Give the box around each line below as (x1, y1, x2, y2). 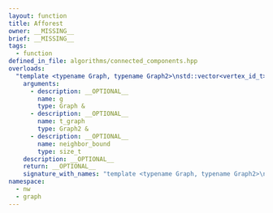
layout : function (8, 11, 67, 20)
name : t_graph (37, 117, 85, 126)
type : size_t (37, 147, 82, 155)
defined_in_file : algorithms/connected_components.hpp (8, 58, 198, 66)
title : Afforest (8, 19, 63, 28)
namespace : (8, 177, 45, 186)
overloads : (8, 65, 45, 73)
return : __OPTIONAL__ (23, 163, 96, 171)
